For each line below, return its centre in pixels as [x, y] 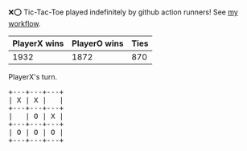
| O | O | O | [36, 132]
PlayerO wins [98, 43]
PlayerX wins [38, 43]
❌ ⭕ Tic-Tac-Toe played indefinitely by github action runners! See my [123, 12]
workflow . [25, 24]
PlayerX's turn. [33, 77]
